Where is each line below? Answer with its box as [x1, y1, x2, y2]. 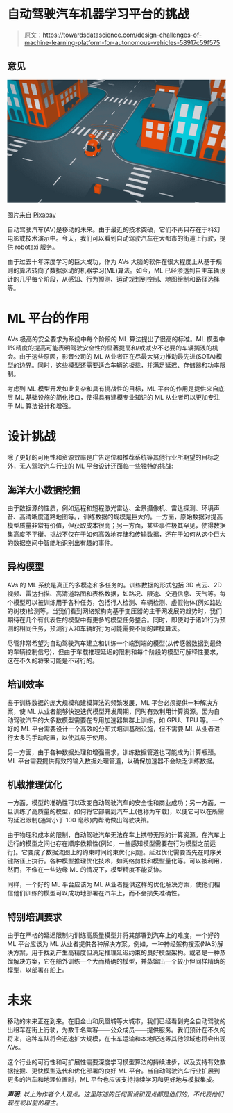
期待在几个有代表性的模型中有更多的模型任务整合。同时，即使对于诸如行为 [7, 615, 220, 624]
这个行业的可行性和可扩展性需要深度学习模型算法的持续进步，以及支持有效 [7, 1058, 220, 1066]
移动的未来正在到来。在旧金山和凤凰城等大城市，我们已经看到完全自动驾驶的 [7, 1017, 226, 1025]
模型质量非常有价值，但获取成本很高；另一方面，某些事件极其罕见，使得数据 [7, 521, 226, 529]
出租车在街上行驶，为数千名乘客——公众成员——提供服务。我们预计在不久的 [7, 1026, 226, 1034]
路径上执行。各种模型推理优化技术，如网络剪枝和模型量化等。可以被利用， [12, 856, 226, 866]
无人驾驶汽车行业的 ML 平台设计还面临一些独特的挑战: [19, 462, 173, 470]
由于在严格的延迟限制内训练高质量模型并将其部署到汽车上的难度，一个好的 [7, 931, 220, 939]
